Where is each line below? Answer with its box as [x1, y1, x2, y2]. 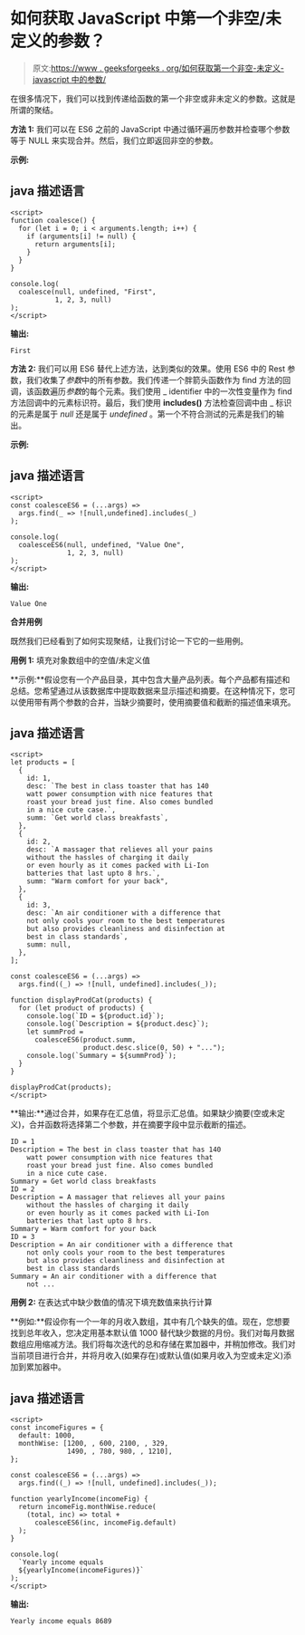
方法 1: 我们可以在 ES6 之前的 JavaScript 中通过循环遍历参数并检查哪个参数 [10, 123, 291, 134]
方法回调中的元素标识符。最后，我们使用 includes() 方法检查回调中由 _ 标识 [10, 397, 292, 408]
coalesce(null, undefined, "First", [18, 287, 157, 296]
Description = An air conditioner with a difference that [10, 1240, 234, 1250]
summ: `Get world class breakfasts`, [26, 813, 169, 822]
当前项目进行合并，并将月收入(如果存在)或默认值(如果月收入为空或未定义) [10, 1351, 284, 1361]
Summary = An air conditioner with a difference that [10, 1272, 218, 1282]
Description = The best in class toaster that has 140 [10, 1145, 222, 1155]
